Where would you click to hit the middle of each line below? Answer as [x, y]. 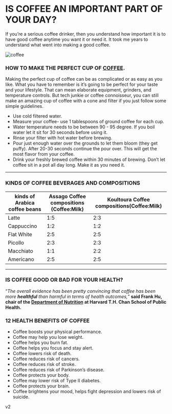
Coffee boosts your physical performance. [57, 332]
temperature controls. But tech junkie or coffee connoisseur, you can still [82, 96]
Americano [21, 259]
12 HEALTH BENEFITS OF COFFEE [48, 320]
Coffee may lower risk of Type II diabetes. [57, 381]
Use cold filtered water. [37, 116]
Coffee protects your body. [41, 375]
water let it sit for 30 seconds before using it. [60, 132]
